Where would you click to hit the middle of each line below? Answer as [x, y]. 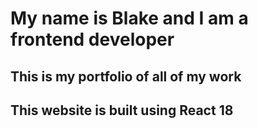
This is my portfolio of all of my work [126, 76]
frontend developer [92, 39]
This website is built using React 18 [122, 110]
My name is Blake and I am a [129, 18]
